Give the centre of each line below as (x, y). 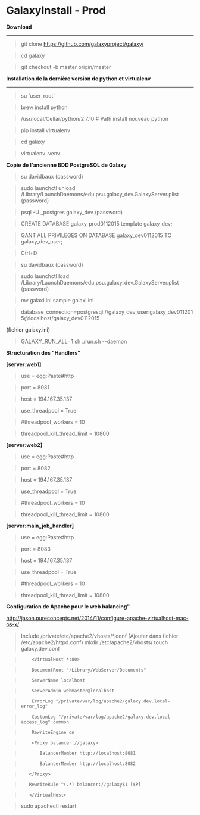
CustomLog (44, 717)
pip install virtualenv (45, 130)
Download (19, 27)
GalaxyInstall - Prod (56, 10)
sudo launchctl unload (48, 188)
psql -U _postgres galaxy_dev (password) (72, 212)
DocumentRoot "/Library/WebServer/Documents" (89, 670)
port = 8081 (35, 387)
